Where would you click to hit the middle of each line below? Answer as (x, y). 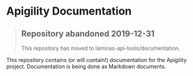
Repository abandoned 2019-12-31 (88, 34)
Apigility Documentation (69, 11)
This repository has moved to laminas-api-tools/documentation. (100, 48)
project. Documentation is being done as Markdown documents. (86, 66)
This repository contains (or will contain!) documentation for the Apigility (97, 60)
